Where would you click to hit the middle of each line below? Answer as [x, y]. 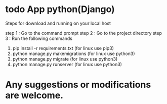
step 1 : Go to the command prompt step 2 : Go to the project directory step [83, 33]
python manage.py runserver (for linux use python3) [67, 64]
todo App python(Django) [60, 9]
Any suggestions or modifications [78, 85]
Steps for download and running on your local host [58, 23]
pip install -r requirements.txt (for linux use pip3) [63, 48]
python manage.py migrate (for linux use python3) [65, 59]
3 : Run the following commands [39, 38]
